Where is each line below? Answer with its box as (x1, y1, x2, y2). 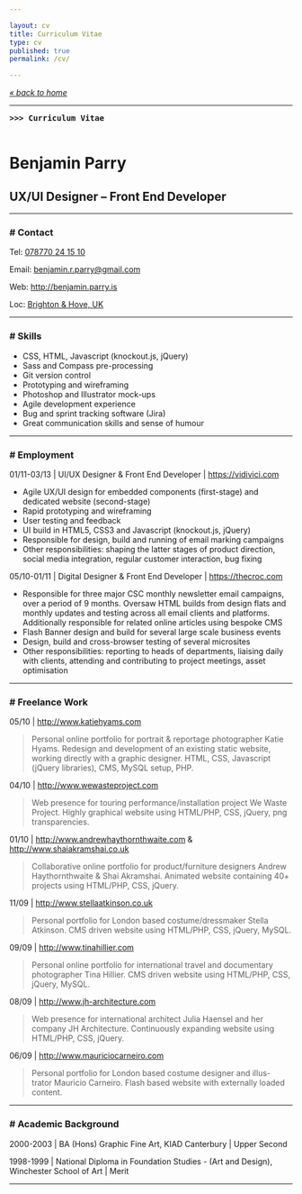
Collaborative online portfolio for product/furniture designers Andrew (31, 861, 288, 872)
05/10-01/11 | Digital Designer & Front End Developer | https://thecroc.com (9, 571, 283, 582)
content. (31, 1087, 63, 1098)
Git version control (22, 369, 92, 380)
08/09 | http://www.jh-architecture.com (9, 997, 156, 1007)
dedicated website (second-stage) (22, 497, 151, 507)
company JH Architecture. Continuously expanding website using (31, 1024, 275, 1034)
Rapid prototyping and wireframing (22, 506, 152, 516)
